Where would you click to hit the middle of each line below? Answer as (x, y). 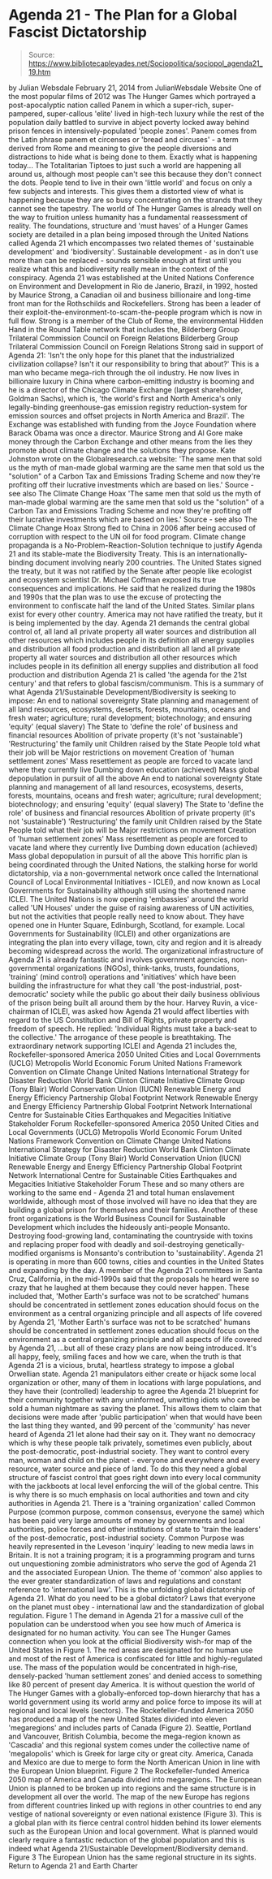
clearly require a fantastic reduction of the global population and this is (127, 1840)
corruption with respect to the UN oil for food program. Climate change (127, 536)
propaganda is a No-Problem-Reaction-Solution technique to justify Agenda (135, 545)
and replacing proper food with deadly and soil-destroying (106, 1244)
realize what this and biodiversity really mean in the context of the (119, 269)
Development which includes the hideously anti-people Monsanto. (119, 1227)
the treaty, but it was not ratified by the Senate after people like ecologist (130, 571)
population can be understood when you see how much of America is (125, 1624)
